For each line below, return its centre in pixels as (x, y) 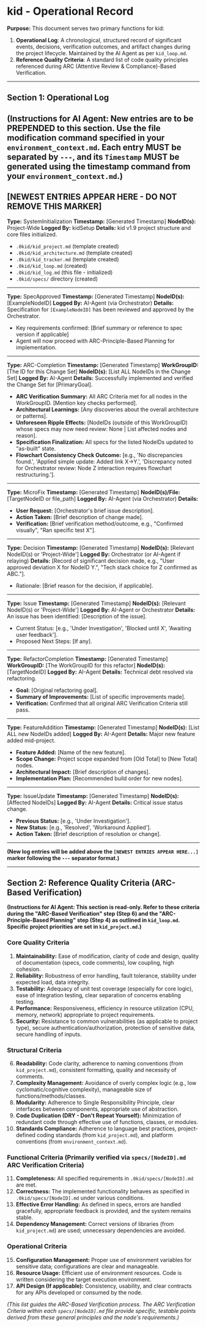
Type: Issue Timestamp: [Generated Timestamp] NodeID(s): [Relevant (96, 603)
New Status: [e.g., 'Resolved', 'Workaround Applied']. (83, 827)
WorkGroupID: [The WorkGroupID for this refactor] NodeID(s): (86, 665)
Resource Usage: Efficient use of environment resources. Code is (99, 1272)
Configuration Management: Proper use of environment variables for (104, 1260)
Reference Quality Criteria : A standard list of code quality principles (102, 59)
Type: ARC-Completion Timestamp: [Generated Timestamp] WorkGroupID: (103, 365)
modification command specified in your (86, 138)
